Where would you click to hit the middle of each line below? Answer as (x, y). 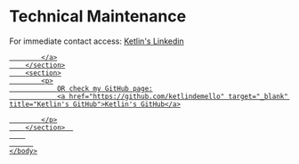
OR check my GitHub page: (105, 88)
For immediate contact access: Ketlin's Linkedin (97, 41)
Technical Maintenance (98, 16)
